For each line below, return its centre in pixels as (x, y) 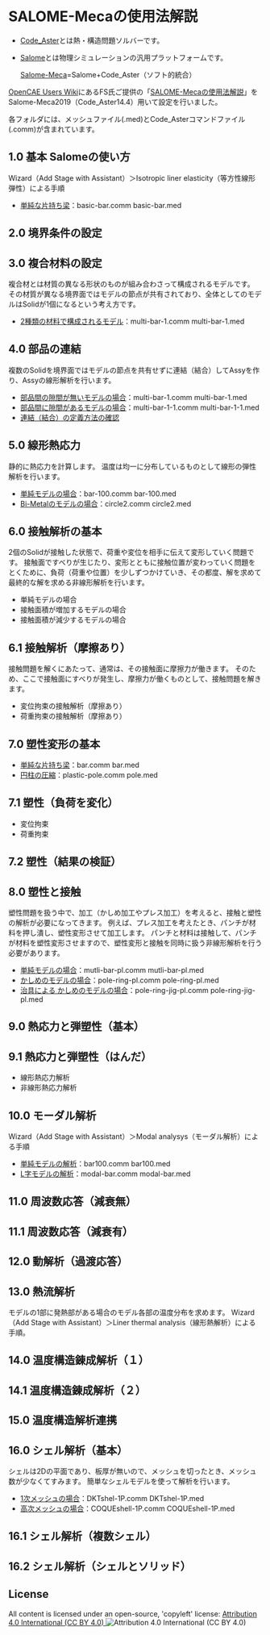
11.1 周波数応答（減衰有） (71, 1231)
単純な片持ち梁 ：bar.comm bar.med (79, 765)
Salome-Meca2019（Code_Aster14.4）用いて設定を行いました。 (115, 102)
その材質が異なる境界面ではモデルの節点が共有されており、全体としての (128, 294)
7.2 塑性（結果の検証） (65, 862)
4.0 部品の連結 (45, 349)
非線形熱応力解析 (48, 1088)
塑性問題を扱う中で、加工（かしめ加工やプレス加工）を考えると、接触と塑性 (135, 913)
